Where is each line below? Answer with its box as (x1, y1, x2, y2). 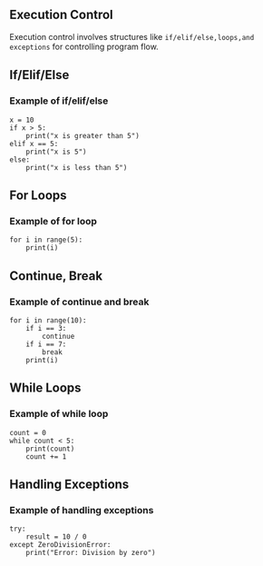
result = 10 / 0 (25, 532, 88, 541)
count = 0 (9, 428, 47, 437)
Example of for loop (9, 214, 98, 227)
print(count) (25, 444, 75, 453)
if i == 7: (25, 340, 67, 349)
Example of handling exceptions (9, 503, 154, 516)
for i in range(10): (9, 315, 88, 325)
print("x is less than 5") (25, 163, 128, 172)
